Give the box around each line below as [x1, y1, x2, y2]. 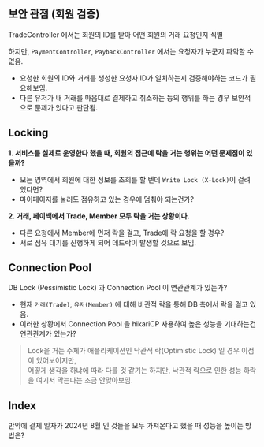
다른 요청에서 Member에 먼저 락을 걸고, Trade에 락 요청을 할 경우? [19, 228, 225, 237]
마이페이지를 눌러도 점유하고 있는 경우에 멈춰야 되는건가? [19, 194, 195, 203]
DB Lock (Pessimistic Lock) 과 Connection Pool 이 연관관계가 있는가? [8, 283, 228, 292]
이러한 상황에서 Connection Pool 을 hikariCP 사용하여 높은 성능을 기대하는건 [19, 319, 256, 329]
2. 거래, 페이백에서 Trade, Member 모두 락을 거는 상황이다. [8, 211, 191, 221]
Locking [8, 126, 49, 140]
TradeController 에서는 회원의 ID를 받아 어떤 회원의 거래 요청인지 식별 [8, 30, 223, 39]
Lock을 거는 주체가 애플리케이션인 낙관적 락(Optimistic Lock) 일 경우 [27, 346, 240, 356]
